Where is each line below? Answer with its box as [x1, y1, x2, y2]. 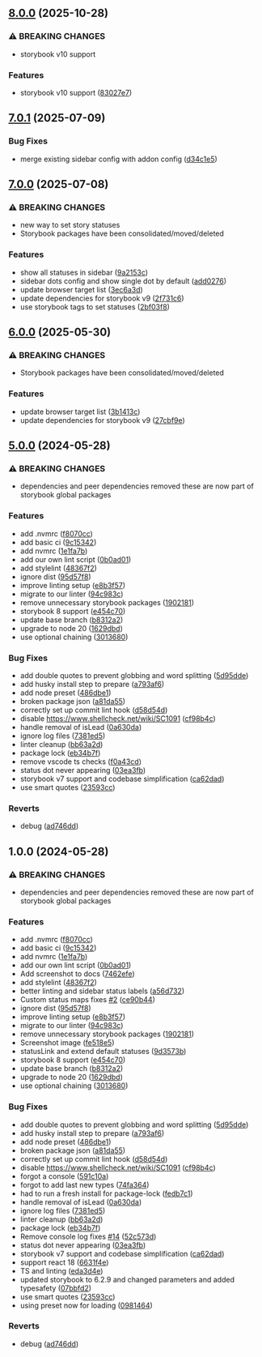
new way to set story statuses [19, 220, 120, 230]
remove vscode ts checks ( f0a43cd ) [19, 757, 142, 766]
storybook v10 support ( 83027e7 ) [19, 87, 133, 97]
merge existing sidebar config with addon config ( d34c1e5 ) [19, 154, 218, 164]
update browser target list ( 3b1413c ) [19, 407, 141, 416]
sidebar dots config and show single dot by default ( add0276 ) [19, 275, 227, 286]
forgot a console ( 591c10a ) [19, 1171, 109, 1181]
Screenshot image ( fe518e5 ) [19, 1038, 115, 1048]
